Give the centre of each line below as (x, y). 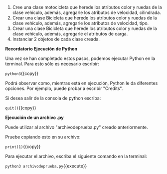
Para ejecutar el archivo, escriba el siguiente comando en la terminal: (76, 156)
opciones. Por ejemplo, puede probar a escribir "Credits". (64, 88)
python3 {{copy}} (22, 73)
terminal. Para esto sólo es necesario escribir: (52, 64)
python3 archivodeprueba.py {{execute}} (46, 166)
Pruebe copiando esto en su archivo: (43, 137)
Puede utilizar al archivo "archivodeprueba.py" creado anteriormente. (77, 127)
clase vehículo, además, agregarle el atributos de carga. (70, 34)
